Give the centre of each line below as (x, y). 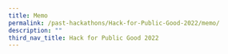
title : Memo (28, 15)
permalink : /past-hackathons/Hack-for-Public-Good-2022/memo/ (114, 23)
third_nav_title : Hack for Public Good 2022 (84, 38)
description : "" (35, 30)
